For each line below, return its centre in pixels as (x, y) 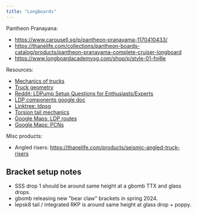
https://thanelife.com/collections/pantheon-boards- (77, 46)
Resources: (20, 69)
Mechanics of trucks (39, 81)
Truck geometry (34, 87)
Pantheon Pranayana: (32, 28)
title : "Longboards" (31, 11)
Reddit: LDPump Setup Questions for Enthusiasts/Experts (84, 93)
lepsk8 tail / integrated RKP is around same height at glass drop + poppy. (103, 205)
